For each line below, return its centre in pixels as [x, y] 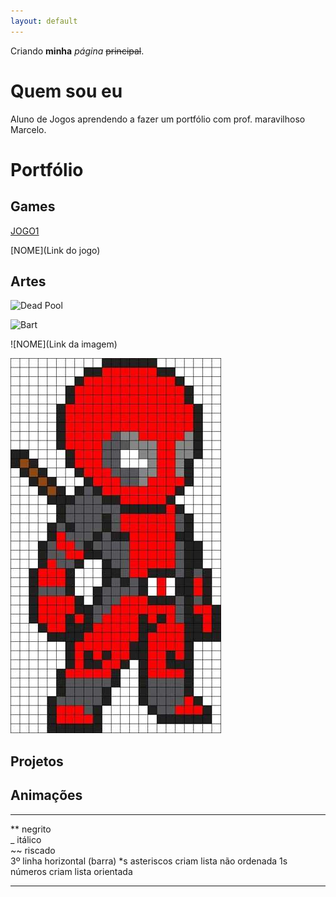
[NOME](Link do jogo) [55, 250]
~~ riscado [33, 850]
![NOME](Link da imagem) [64, 344]
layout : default [44, 21]
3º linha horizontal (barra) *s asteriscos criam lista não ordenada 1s [149, 861]
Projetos [37, 761]
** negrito [31, 829]
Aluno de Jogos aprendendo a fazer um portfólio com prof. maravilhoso [158, 119]
